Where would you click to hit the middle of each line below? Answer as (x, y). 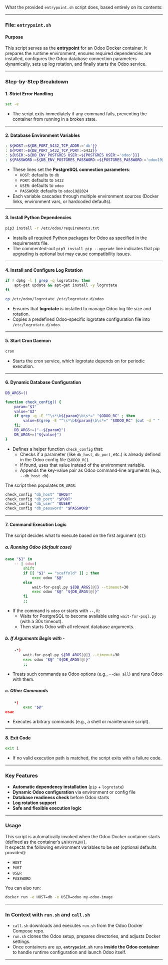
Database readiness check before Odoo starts (61, 797)
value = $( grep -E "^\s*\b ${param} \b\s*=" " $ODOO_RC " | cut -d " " (91, 421)
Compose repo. (28, 931)
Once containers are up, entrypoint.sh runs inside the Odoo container (86, 946)
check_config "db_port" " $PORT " (39, 499)
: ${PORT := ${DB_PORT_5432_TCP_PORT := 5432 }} (51, 151)
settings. (21, 941)
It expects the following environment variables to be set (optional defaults (81, 847)
